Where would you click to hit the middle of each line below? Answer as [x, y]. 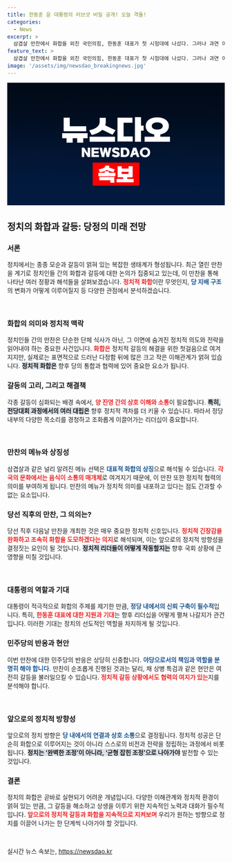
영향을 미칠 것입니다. [35, 557]
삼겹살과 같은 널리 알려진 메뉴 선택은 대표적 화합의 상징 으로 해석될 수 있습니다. [112, 468]
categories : [24, 22]
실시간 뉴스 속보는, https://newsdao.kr [60, 852]
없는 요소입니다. [29, 495]
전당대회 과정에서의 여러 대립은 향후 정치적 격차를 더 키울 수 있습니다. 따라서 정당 [115, 411]
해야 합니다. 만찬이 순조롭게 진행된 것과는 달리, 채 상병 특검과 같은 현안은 [117, 668]
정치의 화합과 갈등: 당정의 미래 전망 [77, 226]
